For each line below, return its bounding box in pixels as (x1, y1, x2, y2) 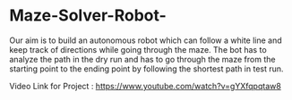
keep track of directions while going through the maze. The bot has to (9, 44, 267, 54)
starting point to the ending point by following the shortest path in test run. (9, 63, 284, 74)
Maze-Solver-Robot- (9, 5, 167, 26)
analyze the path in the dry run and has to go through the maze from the (9, 54, 276, 64)
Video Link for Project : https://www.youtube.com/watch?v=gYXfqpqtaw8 (9, 80, 282, 91)
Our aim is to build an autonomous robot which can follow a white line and (9, 35, 282, 46)
